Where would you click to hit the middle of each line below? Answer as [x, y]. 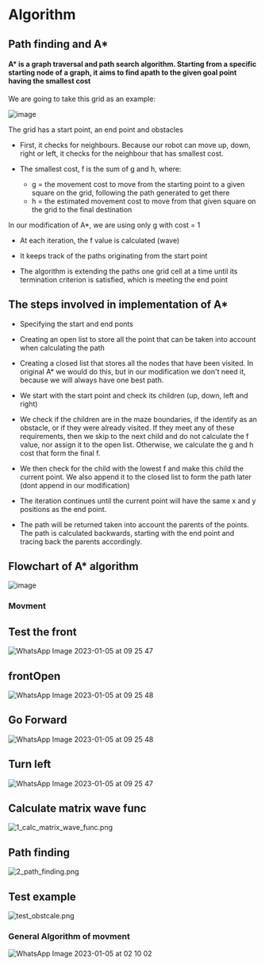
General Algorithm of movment [69, 936]
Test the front [42, 632]
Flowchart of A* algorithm [73, 566]
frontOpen [35, 676]
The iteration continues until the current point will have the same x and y [138, 500]
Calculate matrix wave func [77, 808]
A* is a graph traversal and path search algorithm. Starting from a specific [132, 64]
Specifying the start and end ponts [76, 324]
